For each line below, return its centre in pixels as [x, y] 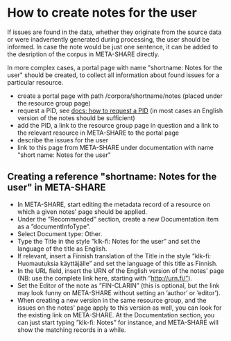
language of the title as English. [62, 249]
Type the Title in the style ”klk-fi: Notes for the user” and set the [109, 241]
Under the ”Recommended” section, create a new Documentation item [118, 219]
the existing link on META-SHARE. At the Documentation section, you [116, 315]
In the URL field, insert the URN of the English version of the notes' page [120, 271]
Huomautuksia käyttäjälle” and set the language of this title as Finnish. [118, 263]
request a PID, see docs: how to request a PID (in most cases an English [120, 110]
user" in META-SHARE [57, 188]
